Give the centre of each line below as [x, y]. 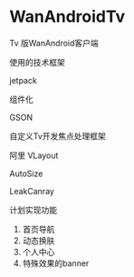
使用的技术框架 [37, 62]
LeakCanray [32, 191]
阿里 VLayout [34, 155]
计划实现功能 [33, 210]
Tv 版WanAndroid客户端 [54, 43]
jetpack [24, 80]
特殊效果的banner [56, 263]
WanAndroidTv [67, 17]
